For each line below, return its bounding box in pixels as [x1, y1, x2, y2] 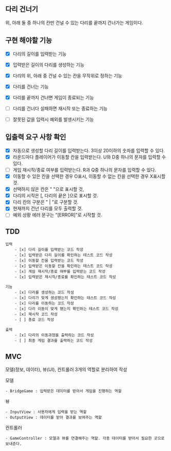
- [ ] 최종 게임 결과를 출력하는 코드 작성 [14, 338, 93, 344]
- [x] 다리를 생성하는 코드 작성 [14, 290, 74, 295]
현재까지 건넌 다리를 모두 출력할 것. [12, 205, 83, 212]
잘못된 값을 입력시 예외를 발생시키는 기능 [12, 116, 94, 122]
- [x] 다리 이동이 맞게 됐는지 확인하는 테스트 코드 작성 [14, 306, 119, 312]
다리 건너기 [5, 5, 39, 14]
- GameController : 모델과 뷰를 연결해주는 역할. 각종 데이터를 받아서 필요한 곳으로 [5, 436, 165, 441]
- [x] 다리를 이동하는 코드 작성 [14, 301, 74, 306]
